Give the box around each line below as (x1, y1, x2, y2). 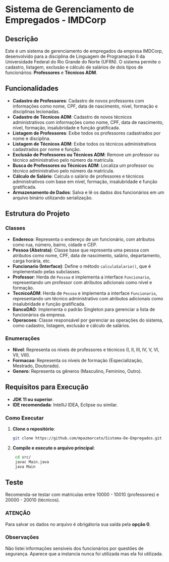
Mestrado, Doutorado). (12, 363, 61, 369)
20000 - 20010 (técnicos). (5, 497, 61, 503)
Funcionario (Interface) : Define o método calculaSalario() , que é (12, 263, 151, 269)
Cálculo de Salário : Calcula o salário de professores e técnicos (12, 173, 144, 179)
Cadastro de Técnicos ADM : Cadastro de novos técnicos (12, 114, 132, 120)
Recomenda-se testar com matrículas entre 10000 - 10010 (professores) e (5, 491, 159, 498)
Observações (5, 534, 39, 541)
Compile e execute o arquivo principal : (12, 445, 95, 451)
